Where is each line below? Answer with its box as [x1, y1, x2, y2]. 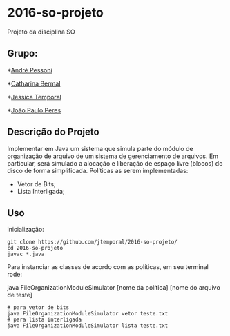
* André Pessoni [7, 66, 53, 74]
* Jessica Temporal [7, 92, 62, 101]
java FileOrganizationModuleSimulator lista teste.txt [7, 322, 169, 329]
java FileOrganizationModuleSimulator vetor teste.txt [7, 310, 169, 317]
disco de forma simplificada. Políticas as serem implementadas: [7, 166, 189, 175]
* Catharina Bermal [7, 79, 61, 88]
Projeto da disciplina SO [7, 28, 75, 36]
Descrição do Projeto [7, 126, 99, 138]
